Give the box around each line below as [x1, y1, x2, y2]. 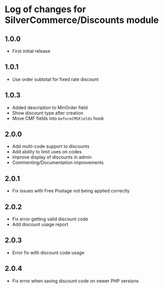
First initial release [12, 48, 51, 54]
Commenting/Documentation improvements [12, 159, 104, 166]
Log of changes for [5, 4, 86, 15]
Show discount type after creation [12, 110, 84, 116]
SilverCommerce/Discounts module [5, 14, 159, 26]
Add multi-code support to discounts [12, 143, 90, 149]
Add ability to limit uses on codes [12, 149, 82, 155]
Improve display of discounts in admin [12, 154, 92, 160]
